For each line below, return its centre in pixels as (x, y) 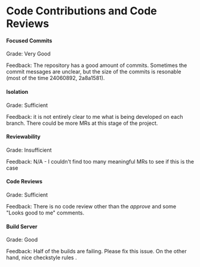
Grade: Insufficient (29, 150)
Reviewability (23, 137)
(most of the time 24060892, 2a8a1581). (56, 78)
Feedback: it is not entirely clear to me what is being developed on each (95, 116)
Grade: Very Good (28, 54)
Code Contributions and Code (81, 11)
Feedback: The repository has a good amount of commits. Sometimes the (97, 65)
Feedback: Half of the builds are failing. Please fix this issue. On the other (96, 251)
